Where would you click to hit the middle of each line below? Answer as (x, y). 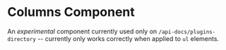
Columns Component (71, 12)
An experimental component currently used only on (82, 31)
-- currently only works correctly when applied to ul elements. (129, 38)
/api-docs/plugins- (187, 32)
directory (22, 39)
